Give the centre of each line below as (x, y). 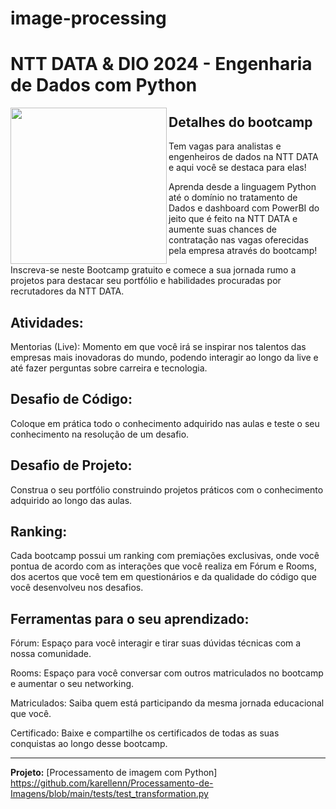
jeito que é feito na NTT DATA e (233, 219)
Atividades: (47, 322)
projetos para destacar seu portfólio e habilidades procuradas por (146, 281)
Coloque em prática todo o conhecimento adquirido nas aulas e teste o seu (165, 423)
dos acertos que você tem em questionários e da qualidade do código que (163, 577)
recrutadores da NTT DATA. (67, 291)
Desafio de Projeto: (71, 465)
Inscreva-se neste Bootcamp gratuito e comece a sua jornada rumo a (153, 270)
